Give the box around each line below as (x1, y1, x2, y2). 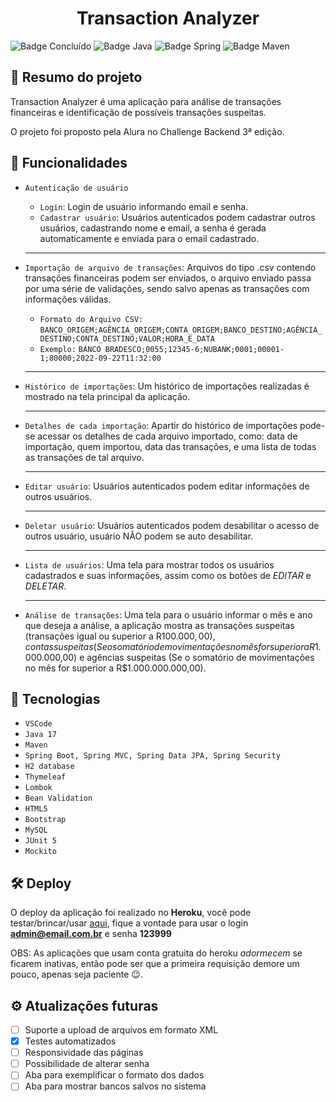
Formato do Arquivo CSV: (39, 314, 144, 324)
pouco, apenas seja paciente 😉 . (10, 968, 143, 981)
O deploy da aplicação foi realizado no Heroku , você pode (10, 907, 252, 919)
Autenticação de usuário (24, 183, 129, 193)
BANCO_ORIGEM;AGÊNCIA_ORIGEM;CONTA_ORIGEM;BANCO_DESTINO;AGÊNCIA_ (39, 325, 323, 335)
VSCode (24, 719, 53, 729)
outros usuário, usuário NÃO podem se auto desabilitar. (24, 530, 254, 542)
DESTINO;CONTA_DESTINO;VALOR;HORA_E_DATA (39, 333, 215, 344)
